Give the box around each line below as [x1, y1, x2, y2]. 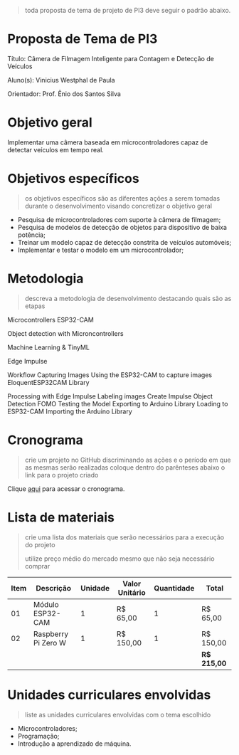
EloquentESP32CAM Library [7, 378, 90, 386]
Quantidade [154, 583, 195, 593]
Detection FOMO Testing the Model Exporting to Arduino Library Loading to [7, 399, 228, 408]
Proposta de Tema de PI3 [7, 31, 158, 47]
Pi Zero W [33, 638, 66, 648]
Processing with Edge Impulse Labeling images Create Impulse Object [7, 391, 213, 401]
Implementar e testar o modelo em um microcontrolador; [17, 245, 184, 254]
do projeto [24, 540, 55, 549]
